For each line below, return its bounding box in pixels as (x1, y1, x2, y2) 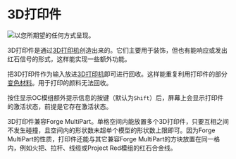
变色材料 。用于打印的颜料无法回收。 (7, 78, 113, 87)
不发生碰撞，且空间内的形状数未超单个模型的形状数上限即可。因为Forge (7, 126, 216, 134)
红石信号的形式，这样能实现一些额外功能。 (7, 54, 131, 63)
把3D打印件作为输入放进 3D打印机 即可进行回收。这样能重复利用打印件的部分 (7, 70, 228, 78)
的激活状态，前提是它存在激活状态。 (7, 102, 113, 110)
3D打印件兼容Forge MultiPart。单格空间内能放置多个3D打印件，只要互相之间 (7, 117, 229, 125)
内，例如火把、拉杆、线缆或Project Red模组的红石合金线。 (7, 144, 177, 152)
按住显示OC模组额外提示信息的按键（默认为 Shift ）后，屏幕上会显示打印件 (7, 93, 224, 102)
